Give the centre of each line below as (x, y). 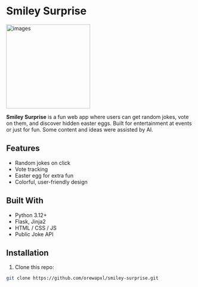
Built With (25, 201)
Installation (27, 253)
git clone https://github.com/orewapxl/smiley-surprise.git (83, 278)
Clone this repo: (34, 267)
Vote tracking (31, 169)
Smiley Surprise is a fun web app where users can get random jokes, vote (98, 117)
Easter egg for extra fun (44, 175)
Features (23, 149)
